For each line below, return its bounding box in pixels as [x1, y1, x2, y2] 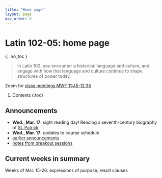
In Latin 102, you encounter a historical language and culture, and [17, 63, 150, 69]
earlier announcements [12, 135, 59, 141]
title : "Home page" [5, 7, 45, 12]
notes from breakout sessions [12, 140, 73, 146]
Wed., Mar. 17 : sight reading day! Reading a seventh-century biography [12, 119, 157, 125]
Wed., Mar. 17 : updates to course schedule [12, 130, 100, 136]
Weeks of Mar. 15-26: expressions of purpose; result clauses [5, 167, 128, 173]
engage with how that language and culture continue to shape [17, 68, 143, 74]
